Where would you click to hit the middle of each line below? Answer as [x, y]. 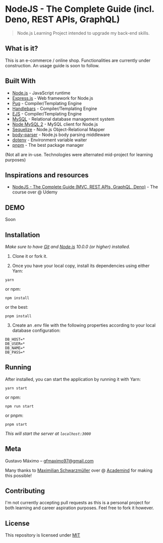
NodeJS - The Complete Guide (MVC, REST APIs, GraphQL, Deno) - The [85, 187]
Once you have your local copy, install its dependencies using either [81, 266]
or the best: [17, 307]
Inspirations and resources [47, 175]
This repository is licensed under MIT [43, 535]
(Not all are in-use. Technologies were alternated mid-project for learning [79, 154]
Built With [20, 81]
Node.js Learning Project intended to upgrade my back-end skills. [83, 33]
